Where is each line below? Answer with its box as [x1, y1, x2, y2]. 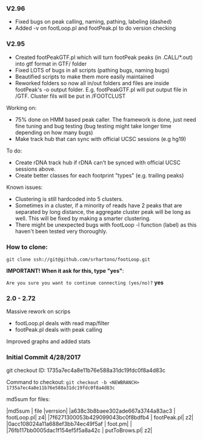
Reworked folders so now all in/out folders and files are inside [15, 79, 170, 86]
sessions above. [15, 165, 56, 173]
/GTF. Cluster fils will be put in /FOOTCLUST [15, 92, 126, 100]
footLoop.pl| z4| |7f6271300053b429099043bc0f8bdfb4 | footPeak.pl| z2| [6, 414, 194, 421]
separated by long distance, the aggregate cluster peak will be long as [15, 208, 191, 215]
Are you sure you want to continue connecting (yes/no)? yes [6, 278, 164, 286]
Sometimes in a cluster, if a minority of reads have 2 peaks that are [15, 202, 182, 209]
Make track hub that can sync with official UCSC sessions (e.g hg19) [15, 135, 187, 142]
